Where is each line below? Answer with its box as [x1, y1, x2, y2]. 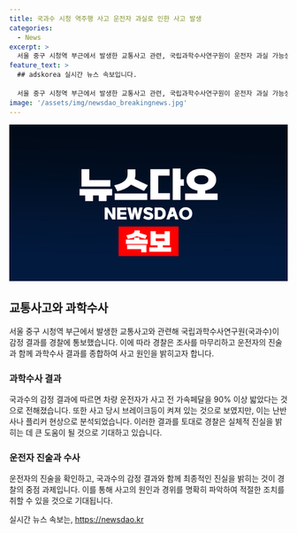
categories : [9, 23, 53, 33]
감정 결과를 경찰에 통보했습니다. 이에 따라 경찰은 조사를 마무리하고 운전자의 [9, 336, 267, 347]
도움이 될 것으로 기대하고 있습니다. [43, 428, 163, 438]
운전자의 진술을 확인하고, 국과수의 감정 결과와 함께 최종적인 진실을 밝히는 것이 [9, 474, 276, 484]
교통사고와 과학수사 [9, 301, 109, 316]
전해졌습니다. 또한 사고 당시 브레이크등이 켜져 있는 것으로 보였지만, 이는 [25, 406, 271, 416]
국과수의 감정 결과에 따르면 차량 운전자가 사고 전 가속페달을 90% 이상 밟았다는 [9, 394, 278, 405]
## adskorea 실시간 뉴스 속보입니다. [17, 71, 138, 80]
